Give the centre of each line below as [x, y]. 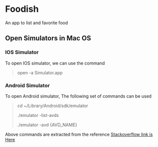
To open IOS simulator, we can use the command [55, 63]
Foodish [22, 9]
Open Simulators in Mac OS [48, 38]
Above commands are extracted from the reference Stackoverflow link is [79, 134]
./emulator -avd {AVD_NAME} [47, 125]
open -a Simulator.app [40, 73]
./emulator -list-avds [38, 115]
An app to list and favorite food [37, 23]
